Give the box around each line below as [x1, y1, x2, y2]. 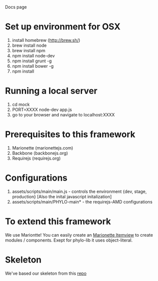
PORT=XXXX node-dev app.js [12, 107, 72, 112]
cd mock [12, 101, 30, 107]
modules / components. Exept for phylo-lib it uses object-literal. [5, 237, 133, 243]
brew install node [12, 42, 47, 48]
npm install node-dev [12, 53, 55, 58]
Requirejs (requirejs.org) [12, 155, 61, 161]
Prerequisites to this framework [5, 129, 136, 140]
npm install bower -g [12, 63, 54, 69]
